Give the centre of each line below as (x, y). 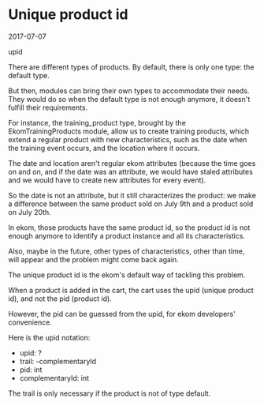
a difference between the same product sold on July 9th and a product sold (131, 204)
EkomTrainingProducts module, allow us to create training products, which (129, 131)
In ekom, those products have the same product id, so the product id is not (129, 227)
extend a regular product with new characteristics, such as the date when (128, 139)
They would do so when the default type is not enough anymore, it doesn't (129, 99)
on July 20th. (30, 212)
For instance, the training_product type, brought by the (97, 122)
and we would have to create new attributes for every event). (107, 180)
